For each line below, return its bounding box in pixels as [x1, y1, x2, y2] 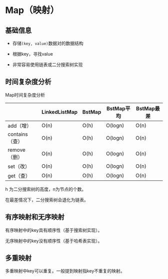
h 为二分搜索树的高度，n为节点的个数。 [5, 186, 86, 192]
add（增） [7, 122, 32, 129]
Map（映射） [5, 5, 59, 16]
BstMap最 [135, 105, 160, 112]
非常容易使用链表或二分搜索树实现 [12, 62, 83, 68]
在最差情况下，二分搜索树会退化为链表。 [5, 196, 88, 203]
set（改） [7, 163, 30, 170]
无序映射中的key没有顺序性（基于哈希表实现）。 [5, 237, 102, 243]
